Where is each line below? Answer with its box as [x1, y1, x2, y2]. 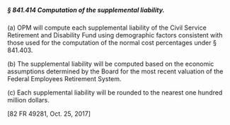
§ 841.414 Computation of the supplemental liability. [7, 6, 165, 14]
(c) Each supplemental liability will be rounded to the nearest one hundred [7, 88, 223, 97]
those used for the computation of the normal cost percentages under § [7, 38, 217, 47]
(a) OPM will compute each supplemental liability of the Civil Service [7, 23, 207, 32]
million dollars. [7, 95, 50, 104]
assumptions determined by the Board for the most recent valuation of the [7, 67, 224, 76]
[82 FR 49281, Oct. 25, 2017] [7, 109, 91, 118]
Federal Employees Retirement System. [7, 74, 122, 83]
